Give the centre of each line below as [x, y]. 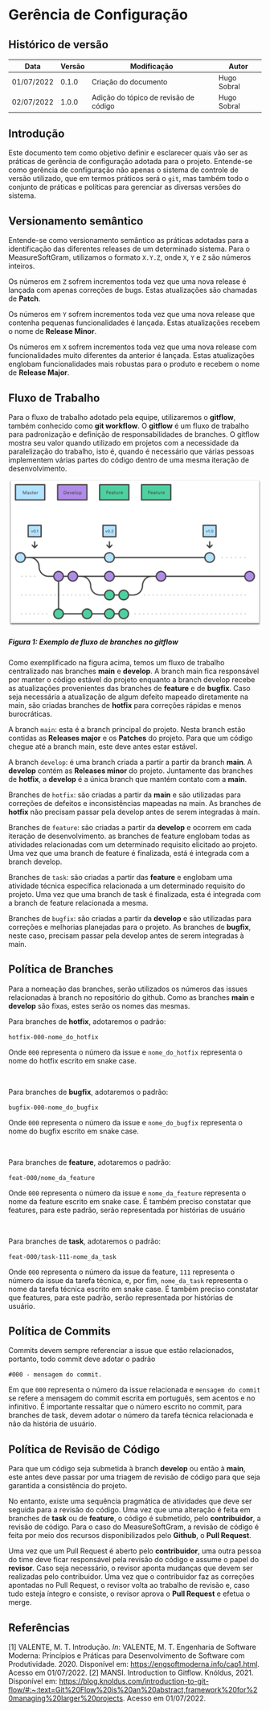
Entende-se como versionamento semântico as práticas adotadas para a [129, 241]
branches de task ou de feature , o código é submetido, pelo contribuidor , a [135, 1519]
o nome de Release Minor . [53, 331]
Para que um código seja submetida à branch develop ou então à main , [127, 1469]
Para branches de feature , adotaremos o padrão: [90, 1162]
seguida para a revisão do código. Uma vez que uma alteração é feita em [129, 1510]
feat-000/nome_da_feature [51, 1178]
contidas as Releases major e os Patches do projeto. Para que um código [131, 738]
